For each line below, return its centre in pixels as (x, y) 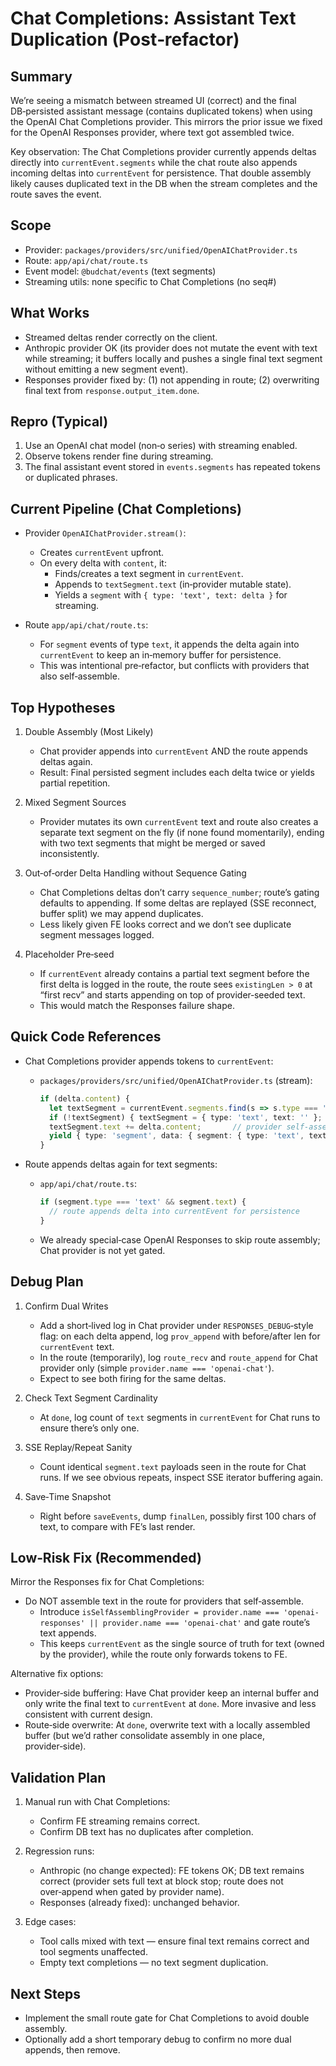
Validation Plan (58, 1777)
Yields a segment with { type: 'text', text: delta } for (171, 595)
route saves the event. (56, 194)
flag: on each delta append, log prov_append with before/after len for (180, 1336)
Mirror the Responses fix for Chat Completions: (107, 1582)
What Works (50, 313)
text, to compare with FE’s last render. (117, 1526)
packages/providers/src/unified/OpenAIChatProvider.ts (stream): (176, 1080)
